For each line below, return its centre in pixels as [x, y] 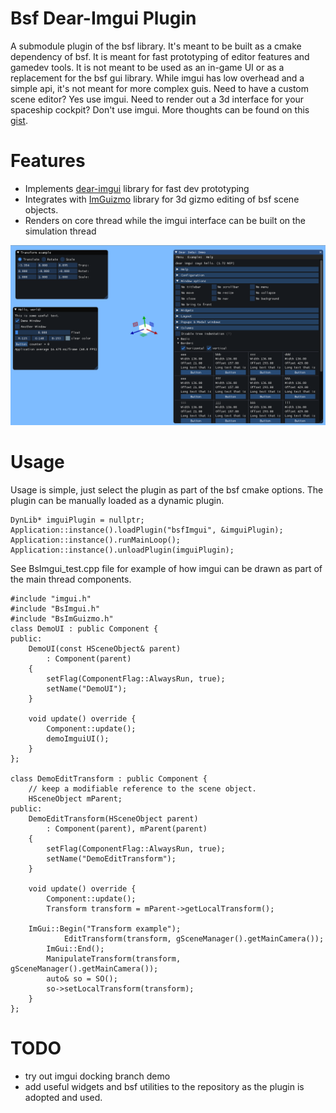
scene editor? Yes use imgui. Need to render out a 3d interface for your [157, 99]
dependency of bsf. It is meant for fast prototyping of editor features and [160, 56]
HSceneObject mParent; [75, 799]
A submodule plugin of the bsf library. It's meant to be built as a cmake [156, 46]
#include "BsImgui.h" [55, 609]
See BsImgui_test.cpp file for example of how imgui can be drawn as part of [166, 569]
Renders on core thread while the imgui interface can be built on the [165, 220]
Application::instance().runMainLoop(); [96, 540]
